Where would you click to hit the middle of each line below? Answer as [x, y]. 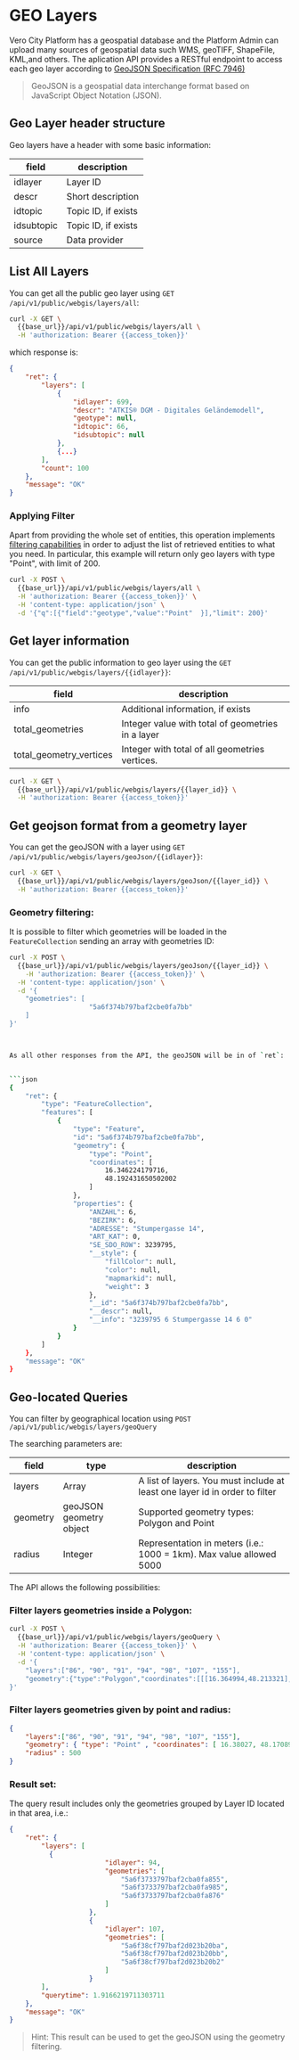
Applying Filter [42, 516]
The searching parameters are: [66, 1444]
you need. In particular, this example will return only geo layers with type [142, 554]
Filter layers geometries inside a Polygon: [101, 1611]
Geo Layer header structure [88, 123]
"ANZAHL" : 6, [113, 1212]
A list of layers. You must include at [211, 1481]
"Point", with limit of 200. [55, 563]
